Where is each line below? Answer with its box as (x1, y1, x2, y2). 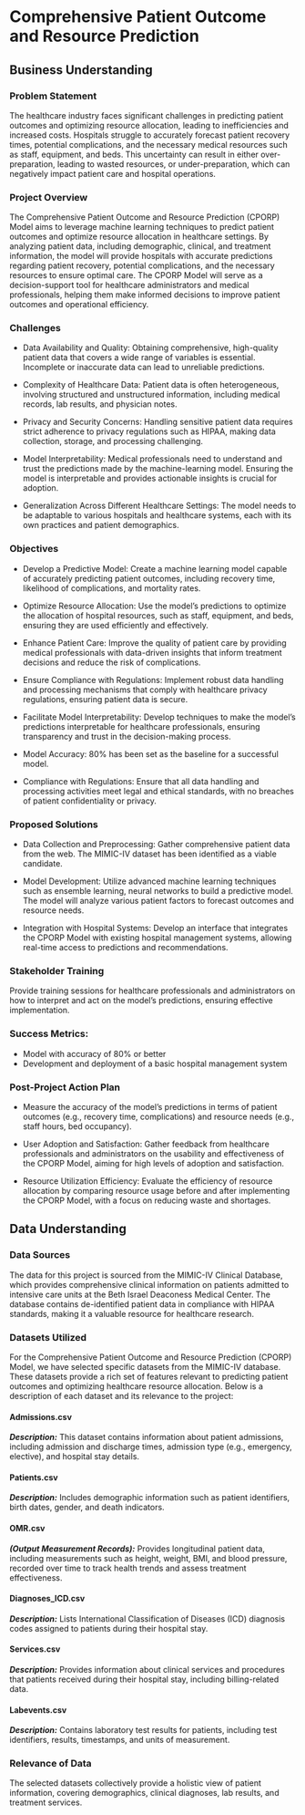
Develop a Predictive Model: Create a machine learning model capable (22, 563, 288, 574)
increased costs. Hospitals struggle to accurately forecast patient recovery (9, 130, 290, 140)
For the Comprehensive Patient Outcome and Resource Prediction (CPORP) (9, 1352, 292, 1363)
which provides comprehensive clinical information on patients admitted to (9, 1279, 290, 1290)
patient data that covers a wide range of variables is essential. (22, 352, 256, 363)
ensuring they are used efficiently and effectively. (22, 619, 209, 630)
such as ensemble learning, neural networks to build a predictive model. (22, 886, 294, 897)
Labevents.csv (9, 1704, 67, 1716)
